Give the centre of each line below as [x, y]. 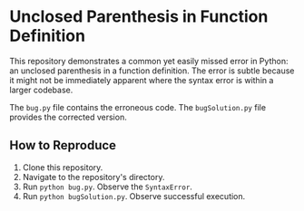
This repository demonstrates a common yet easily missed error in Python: [149, 61]
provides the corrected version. [68, 117]
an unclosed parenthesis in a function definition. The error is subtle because [152, 71]
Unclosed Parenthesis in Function [139, 17]
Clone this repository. [63, 167]
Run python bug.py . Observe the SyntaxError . [108, 187]
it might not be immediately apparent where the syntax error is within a [142, 80]
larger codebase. [41, 90]
